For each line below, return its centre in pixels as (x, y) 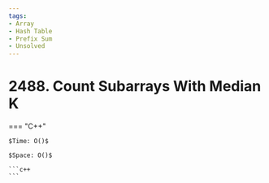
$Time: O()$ (28, 142)
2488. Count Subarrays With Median (135, 87)
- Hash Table (30, 31)
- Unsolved (27, 46)
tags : (17, 16)
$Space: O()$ (30, 155)
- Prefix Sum (30, 39)
